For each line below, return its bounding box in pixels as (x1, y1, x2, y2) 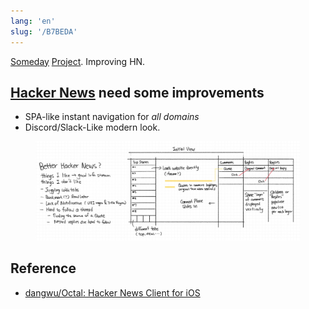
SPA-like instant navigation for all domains (24, 111, 200, 123)
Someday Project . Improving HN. (10, 55, 146, 67)
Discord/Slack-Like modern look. (24, 121, 161, 134)
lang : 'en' (10, 16, 56, 26)
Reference (10, 260, 77, 277)
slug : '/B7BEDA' (10, 26, 78, 37)
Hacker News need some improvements (10, 84, 265, 101)
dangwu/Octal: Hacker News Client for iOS (24, 286, 201, 299)
